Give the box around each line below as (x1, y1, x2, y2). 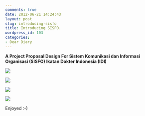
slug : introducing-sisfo (5, 21, 57, 26)
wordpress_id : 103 (5, 30, 43, 35)
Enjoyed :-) (5, 105, 28, 111)
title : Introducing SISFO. (5, 26, 61, 31)
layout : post (5, 16, 32, 21)
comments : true (5, 7, 37, 12)
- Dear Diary (5, 40, 32, 45)
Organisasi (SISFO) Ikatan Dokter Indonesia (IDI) (5, 58, 107, 64)
